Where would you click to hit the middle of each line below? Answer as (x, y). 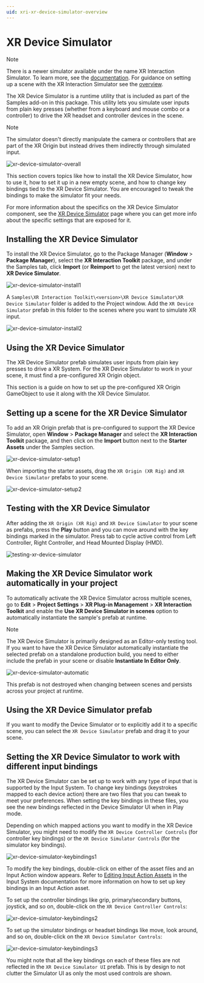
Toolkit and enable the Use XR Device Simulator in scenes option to (92, 611)
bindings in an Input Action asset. (48, 888)
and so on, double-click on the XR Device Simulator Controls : (84, 937)
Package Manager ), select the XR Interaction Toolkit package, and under (99, 260)
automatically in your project (62, 584)
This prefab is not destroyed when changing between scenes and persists (99, 684)
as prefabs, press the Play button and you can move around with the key (97, 529)
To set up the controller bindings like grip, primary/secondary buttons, (94, 900)
